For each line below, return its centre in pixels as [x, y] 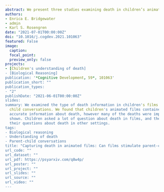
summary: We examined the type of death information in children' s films [82, 105]
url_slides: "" [20, 173]
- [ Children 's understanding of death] [46, 69]
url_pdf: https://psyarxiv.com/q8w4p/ [44, 159]
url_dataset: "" [21, 155]
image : [12, 46]
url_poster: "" [20, 164]
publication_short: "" [28, 82]
